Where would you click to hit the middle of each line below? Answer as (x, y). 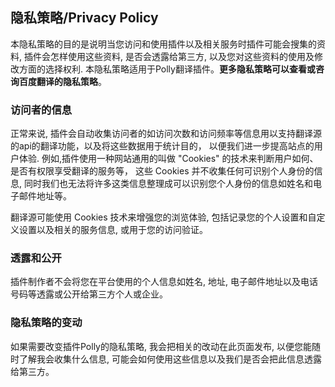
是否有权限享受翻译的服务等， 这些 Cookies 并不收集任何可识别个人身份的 (162, 171)
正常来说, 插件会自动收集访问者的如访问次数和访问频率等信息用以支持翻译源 (166, 134)
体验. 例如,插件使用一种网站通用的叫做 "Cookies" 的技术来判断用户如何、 (168, 159)
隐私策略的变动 (46, 323)
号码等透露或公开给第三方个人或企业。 (89, 294)
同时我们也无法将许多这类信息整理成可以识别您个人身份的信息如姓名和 (168, 184)
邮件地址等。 (45, 196)
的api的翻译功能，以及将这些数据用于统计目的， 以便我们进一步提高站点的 (162, 146)
